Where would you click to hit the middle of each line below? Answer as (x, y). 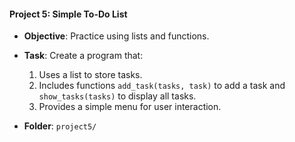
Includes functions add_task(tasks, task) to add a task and (162, 86)
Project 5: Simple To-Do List (68, 14)
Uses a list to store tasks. (90, 75)
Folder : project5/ (60, 126)
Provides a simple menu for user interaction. (130, 107)
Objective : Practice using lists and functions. (116, 36)
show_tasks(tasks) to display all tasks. (117, 96)
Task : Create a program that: (83, 56)
